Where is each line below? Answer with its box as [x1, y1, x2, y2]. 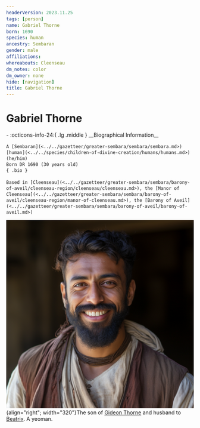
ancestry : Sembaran [6, 41, 55, 47]
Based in [6, 180, 28, 186]
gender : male [6, 48, 39, 54]
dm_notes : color [6, 66, 46, 72]
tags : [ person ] [6, 16, 44, 22]
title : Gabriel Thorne [6, 85, 62, 91]
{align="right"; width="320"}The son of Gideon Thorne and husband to [6, 409, 182, 416]
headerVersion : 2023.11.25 [6, 10, 73, 16]
